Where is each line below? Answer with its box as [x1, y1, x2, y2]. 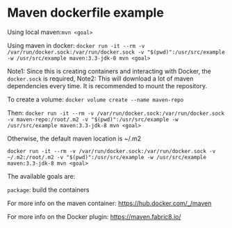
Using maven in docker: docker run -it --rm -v [7, 41, 145, 49]
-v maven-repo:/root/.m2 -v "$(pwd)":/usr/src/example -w [7, 116, 179, 123]
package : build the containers [7, 186, 90, 194]
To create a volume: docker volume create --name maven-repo [7, 95, 184, 104]
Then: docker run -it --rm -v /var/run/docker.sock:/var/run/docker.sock [7, 108, 224, 117]
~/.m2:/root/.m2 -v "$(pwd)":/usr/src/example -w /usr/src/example [7, 154, 207, 161]
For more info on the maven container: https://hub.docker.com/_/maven [7, 199, 212, 207]
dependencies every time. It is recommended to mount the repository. [7, 81, 207, 90]
